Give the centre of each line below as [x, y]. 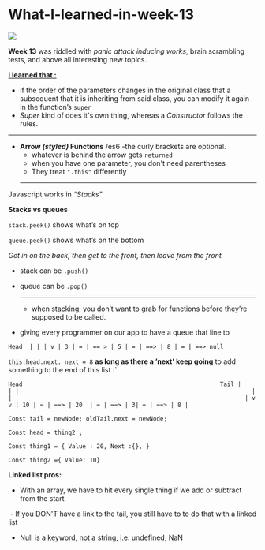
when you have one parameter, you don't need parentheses [129, 163]
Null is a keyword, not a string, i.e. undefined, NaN [101, 537]
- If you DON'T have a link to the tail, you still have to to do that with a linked [133, 514]
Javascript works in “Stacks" [55, 194]
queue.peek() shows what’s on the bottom [76, 240]
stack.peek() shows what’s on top [64, 224]
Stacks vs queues [38, 209]
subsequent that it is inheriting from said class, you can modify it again [134, 98]
